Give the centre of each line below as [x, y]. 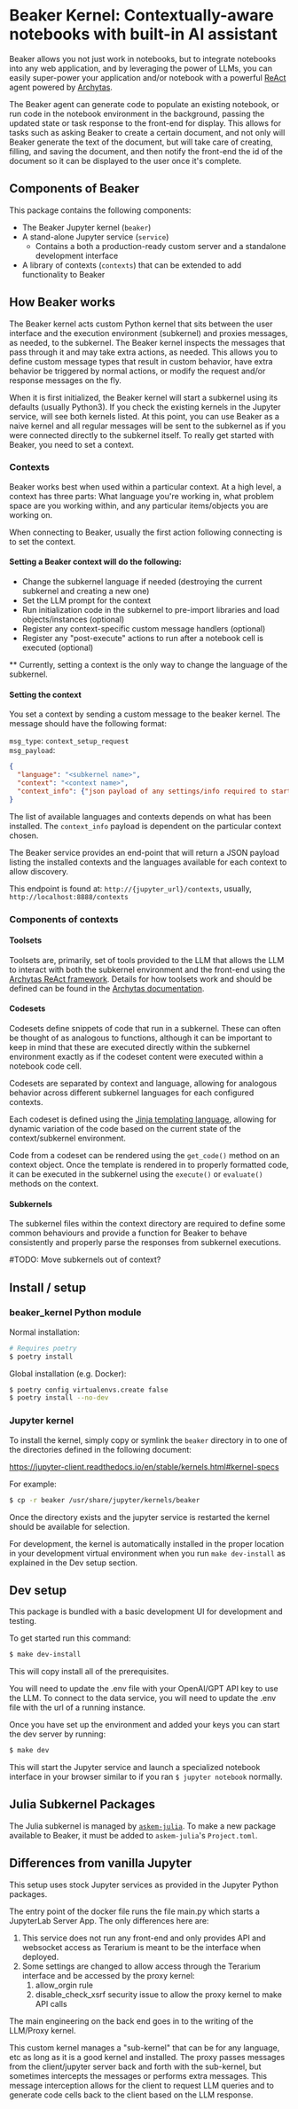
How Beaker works [62, 302]
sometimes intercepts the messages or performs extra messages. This [138, 2075]
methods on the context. [54, 1183]
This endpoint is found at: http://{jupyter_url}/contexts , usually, [131, 889]
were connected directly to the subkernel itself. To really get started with [142, 435]
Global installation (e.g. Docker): [68, 1373]
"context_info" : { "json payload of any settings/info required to [142, 791]
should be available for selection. [70, 1526]
